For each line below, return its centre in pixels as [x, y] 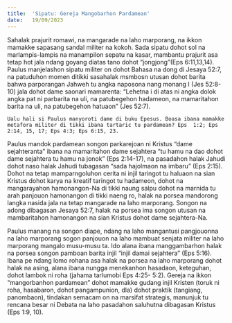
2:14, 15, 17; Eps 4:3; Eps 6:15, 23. [63, 131]
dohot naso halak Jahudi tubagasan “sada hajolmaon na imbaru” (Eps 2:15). [115, 166]
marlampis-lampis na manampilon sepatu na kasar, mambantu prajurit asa [113, 54]
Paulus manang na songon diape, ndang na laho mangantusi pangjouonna [113, 231]
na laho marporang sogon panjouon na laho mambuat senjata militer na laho [116, 238]
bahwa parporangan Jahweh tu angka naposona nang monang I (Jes [106, 84]
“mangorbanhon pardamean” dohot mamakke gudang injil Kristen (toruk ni [113, 282]
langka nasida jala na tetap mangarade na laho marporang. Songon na [107, 202]
